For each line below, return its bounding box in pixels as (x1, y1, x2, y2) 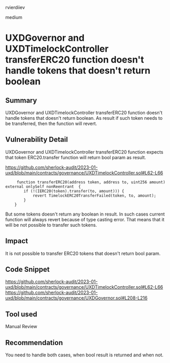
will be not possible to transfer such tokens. (5, 222, 97, 228)
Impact (5, 237, 28, 245)
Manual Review (5, 324, 37, 330)
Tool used (5, 310, 37, 318)
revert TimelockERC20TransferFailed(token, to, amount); (32, 193, 157, 198)
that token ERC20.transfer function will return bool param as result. (5, 154, 147, 160)
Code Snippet (5, 265, 50, 274)
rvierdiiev (5, 5, 26, 10)
